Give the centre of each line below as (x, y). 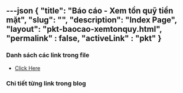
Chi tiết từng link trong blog (46, 83)
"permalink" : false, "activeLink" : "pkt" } (84, 39)
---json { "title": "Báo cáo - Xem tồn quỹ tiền (90, 11)
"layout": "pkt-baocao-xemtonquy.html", (84, 29)
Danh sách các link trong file (48, 55)
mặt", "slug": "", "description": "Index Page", (91, 20)
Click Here (27, 68)
